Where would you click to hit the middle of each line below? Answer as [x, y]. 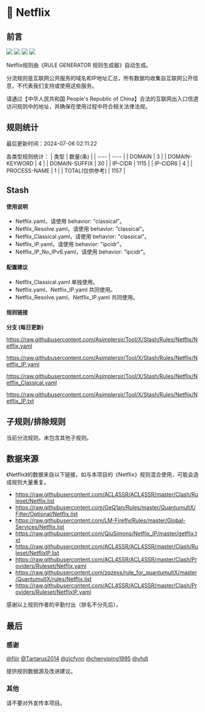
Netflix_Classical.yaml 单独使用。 [57, 282]
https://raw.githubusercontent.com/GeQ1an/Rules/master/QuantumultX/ [106, 508]
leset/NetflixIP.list [37, 553]
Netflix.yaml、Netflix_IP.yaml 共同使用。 [65, 290]
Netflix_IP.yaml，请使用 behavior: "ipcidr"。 [70, 244]
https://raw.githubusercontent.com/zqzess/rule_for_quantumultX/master [106, 572]
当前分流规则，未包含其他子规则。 [49, 438]
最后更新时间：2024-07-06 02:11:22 [52, 143]
